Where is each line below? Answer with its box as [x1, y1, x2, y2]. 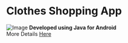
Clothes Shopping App [6, 4, 123, 18]
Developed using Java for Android [29, 24, 117, 31]
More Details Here [6, 30, 51, 37]
